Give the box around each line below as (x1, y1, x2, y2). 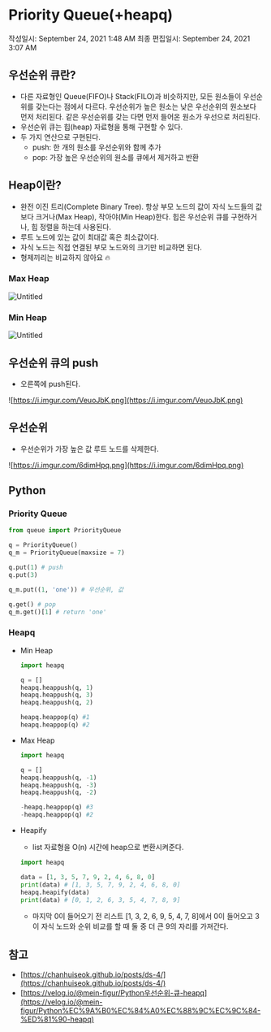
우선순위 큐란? (8, 68, 76, 82)
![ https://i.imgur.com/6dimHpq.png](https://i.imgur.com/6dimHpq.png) (8, 460, 244, 470)
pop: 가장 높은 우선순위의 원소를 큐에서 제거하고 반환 (32, 152, 200, 162)
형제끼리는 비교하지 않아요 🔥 (19, 252, 111, 262)
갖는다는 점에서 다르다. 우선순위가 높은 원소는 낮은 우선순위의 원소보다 (35, 102, 257, 111)
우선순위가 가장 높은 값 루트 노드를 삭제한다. (19, 444, 160, 453)
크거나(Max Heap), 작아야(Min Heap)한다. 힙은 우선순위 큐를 (35, 211, 230, 221)
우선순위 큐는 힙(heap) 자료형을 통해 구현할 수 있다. (19, 122, 183, 132)
